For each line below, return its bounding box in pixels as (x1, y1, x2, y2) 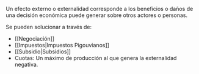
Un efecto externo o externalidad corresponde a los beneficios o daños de (5, 5, 194, 12)
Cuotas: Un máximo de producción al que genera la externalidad (14, 55, 177, 61)
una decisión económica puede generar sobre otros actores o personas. (5, 12, 187, 19)
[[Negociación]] (14, 35, 55, 42)
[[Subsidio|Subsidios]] (14, 48, 71, 55)
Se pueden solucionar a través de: (5, 24, 92, 30)
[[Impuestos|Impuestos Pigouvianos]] (14, 42, 109, 49)
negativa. (14, 61, 38, 68)
